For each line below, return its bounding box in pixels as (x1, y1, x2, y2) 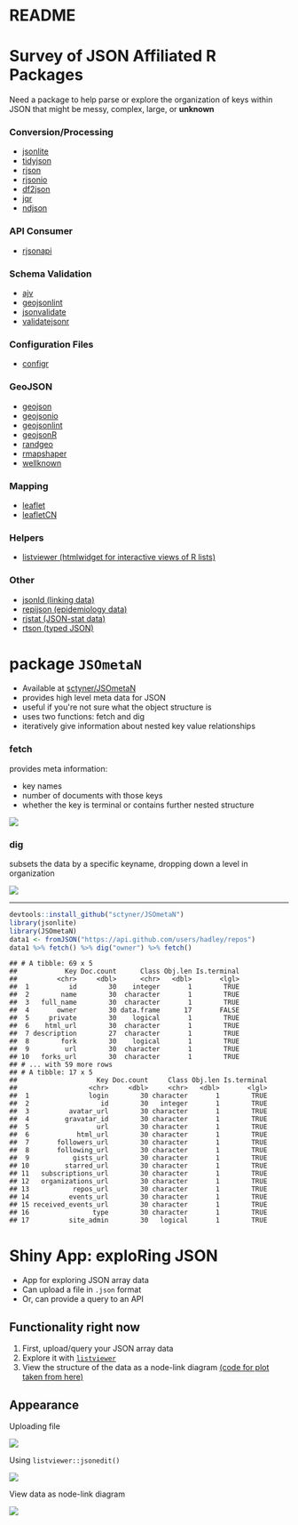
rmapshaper (21, 448, 67, 459)
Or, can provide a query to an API (21, 1294, 145, 1304)
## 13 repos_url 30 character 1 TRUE (9, 1184, 268, 1194)
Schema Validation (9, 268, 92, 280)
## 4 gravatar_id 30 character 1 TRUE (9, 1115, 268, 1124)
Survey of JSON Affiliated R (9, 46, 217, 67)
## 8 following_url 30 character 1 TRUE (9, 1146, 268, 1155)
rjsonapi (21, 245, 52, 256)
